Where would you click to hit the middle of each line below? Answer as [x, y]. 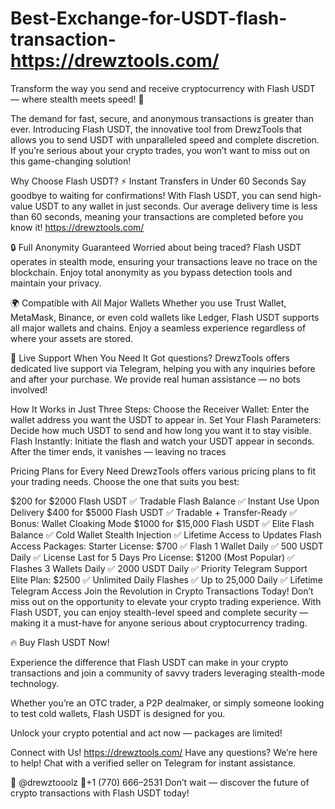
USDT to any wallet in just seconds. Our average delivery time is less [176, 206]
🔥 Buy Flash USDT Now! [60, 642]
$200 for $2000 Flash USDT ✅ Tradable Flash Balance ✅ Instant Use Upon [165, 501]
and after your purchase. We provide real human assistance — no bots [155, 379]
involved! [29, 389]
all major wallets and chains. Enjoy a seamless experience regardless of [158, 328]
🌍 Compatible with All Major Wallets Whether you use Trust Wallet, [148, 303]
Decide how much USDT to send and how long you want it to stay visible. [161, 430]
